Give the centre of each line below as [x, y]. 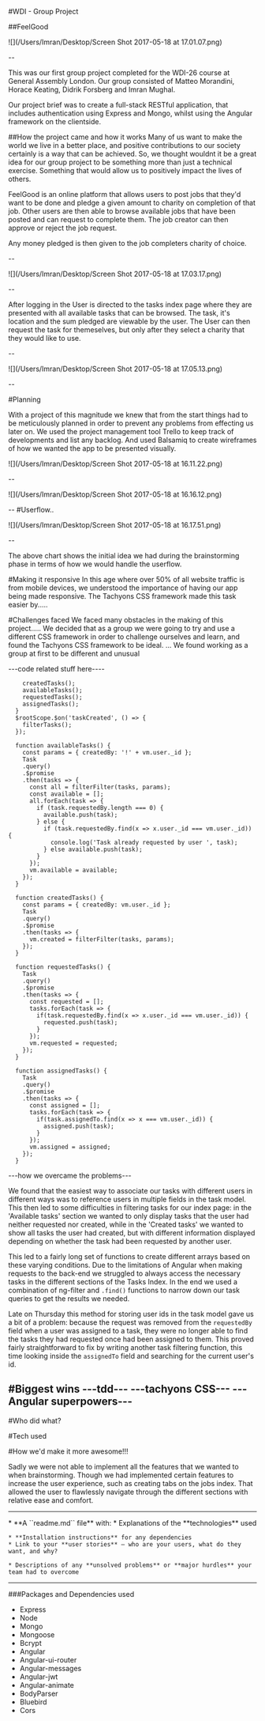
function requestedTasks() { [63, 967]
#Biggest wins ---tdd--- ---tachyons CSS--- [119, 1389]
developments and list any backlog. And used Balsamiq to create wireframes [132, 440]
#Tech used [28, 1435]
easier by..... [28, 605]
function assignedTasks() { [62, 1071]
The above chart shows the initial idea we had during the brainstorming [124, 556]
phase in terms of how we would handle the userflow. [95, 564]
